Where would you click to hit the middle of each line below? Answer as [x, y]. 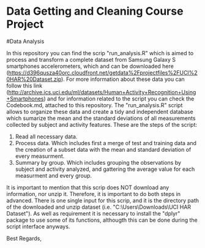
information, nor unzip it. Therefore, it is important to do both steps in [94, 194]
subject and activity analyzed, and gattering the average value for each [105, 169]
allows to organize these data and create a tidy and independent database [100, 111]
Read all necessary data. [46, 137]
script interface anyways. [38, 226]
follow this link [24, 85]
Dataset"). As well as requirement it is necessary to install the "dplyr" [93, 213]
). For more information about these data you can [123, 79]
